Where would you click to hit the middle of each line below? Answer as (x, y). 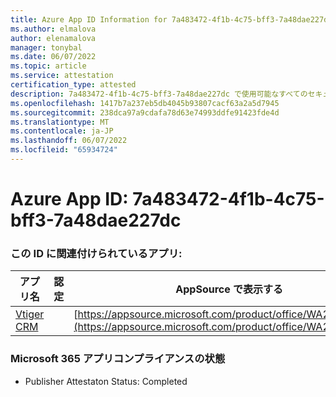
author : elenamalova (53, 38)
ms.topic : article (48, 66)
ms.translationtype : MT (60, 122)
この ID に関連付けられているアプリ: (96, 253)
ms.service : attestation (62, 76)
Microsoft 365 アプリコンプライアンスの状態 (118, 359)
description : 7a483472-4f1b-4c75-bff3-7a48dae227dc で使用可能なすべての (159, 94)
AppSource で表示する (229, 289)
